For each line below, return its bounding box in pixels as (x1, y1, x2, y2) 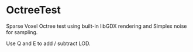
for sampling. (6, 28, 38, 35)
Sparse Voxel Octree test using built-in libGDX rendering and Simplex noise (6, 23, 187, 29)
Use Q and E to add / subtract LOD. (6, 40, 91, 47)
